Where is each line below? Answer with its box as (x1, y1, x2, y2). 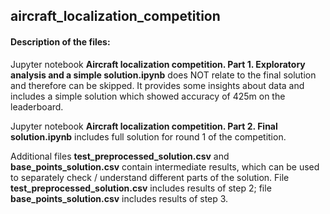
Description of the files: (10, 35, 111, 48)
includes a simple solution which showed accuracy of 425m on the (10, 90, 286, 102)
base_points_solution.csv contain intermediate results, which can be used (10, 160, 320, 173)
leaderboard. (10, 100, 64, 113)
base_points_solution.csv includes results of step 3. (10, 192, 229, 204)
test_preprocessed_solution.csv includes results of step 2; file (10, 182, 272, 194)
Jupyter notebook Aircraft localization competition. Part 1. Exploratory (10, 58, 306, 70)
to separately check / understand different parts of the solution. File (10, 171, 290, 183)
